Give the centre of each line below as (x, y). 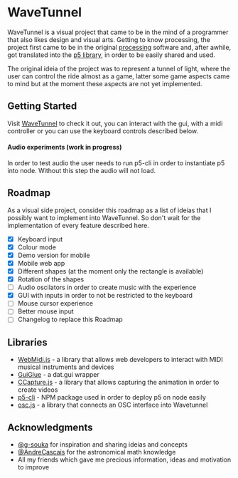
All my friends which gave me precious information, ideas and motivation (124, 459)
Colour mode (37, 247)
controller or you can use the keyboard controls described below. (103, 131)
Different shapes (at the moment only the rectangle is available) (110, 271)
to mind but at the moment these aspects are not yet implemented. (105, 83)
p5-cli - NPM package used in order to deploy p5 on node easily (112, 398)
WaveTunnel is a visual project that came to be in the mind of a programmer (118, 32)
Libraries (27, 342)
